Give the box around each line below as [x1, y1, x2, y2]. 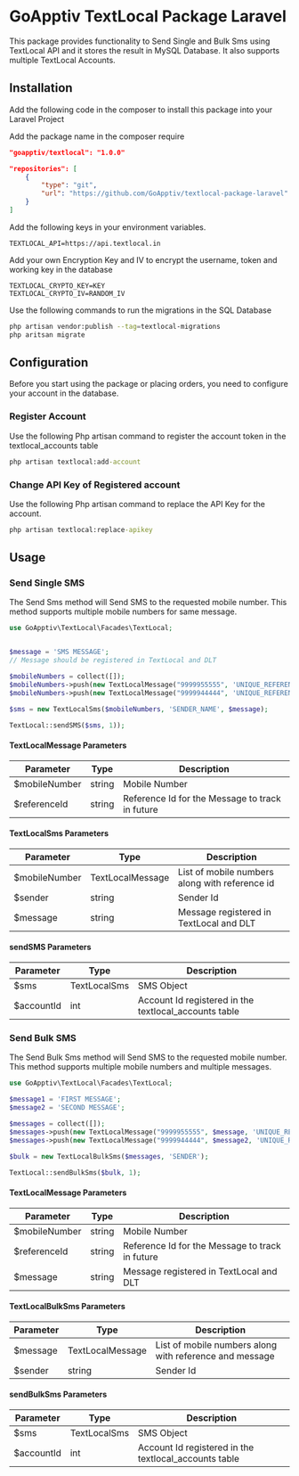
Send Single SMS [9, 577, 85, 589]
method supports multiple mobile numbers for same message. [9, 606, 238, 617]
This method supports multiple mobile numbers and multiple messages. [9, 1062, 272, 1072]
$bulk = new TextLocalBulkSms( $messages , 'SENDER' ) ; [9, 1152, 209, 1160]
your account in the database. [9, 388, 119, 398]
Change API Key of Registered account [9, 479, 181, 491]
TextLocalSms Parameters [9, 828, 109, 839]
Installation [9, 80, 73, 95]
